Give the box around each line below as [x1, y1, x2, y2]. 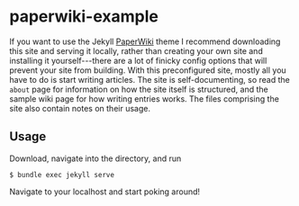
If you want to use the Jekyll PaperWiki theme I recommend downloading [9, 36, 281, 47]
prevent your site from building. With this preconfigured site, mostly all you [9, 65, 286, 76]
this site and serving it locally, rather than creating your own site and [9, 45, 263, 56]
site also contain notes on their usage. [9, 103, 151, 113]
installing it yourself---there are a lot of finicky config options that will [9, 55, 267, 66]
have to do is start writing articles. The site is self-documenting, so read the [9, 74, 290, 85]
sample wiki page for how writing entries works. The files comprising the [9, 93, 279, 104]
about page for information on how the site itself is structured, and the [9, 84, 268, 94]
